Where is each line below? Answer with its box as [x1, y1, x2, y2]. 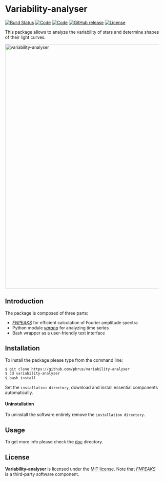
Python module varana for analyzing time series [12, 325, 109, 330]
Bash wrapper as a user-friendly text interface [12, 330, 105, 336]
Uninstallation [5, 401, 34, 407]
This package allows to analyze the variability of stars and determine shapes [5, 29, 159, 35]
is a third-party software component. [5, 471, 80, 477]
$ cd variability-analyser [5, 371, 60, 376]
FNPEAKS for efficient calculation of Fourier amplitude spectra [12, 319, 138, 326]
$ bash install [5, 375, 36, 381]
